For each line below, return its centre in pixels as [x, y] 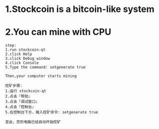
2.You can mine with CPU [58, 32]
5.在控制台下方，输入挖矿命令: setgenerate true [52, 112]
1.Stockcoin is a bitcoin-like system [80, 9]
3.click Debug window [28, 58]
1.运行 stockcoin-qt [26, 91]
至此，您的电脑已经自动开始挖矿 [33, 122]
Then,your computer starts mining [41, 76]
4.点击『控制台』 [20, 107]
